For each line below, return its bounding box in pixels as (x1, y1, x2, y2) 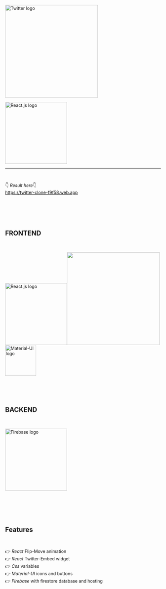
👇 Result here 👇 (5, 182, 37, 188)
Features (5, 526, 33, 534)
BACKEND (5, 406, 38, 414)
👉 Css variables (5, 563, 40, 569)
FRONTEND (5, 229, 41, 237)
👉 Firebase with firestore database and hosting (5, 578, 103, 584)
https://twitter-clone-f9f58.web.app (5, 189, 78, 195)
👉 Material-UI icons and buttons (5, 571, 73, 577)
